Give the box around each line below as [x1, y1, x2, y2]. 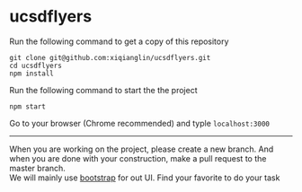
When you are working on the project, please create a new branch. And [9, 144, 274, 154]
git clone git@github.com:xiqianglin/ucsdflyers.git [9, 53, 211, 62]
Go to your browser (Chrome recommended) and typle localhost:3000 [9, 118, 270, 128]
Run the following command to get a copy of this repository [9, 36, 229, 47]
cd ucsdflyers [9, 61, 63, 70]
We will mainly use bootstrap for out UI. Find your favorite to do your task [9, 172, 280, 183]
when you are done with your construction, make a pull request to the [9, 153, 267, 163]
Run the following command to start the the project [9, 84, 198, 95]
